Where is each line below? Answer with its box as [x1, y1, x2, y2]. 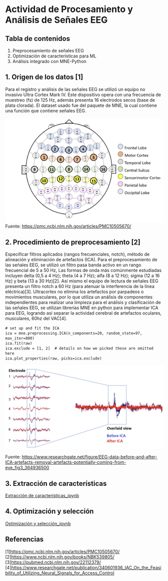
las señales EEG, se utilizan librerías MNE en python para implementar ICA [5, 305, 159, 311]
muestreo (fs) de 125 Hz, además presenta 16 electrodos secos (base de [5, 97, 155, 103]
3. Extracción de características [5, 479, 107, 488]
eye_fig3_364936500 [5, 465, 49, 471]
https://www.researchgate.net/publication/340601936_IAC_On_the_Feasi [11, 564, 161, 570]
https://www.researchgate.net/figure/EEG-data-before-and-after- [22, 454, 157, 460]
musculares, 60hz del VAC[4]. [5, 316, 67, 322]
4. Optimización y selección [5, 507, 94, 516]
